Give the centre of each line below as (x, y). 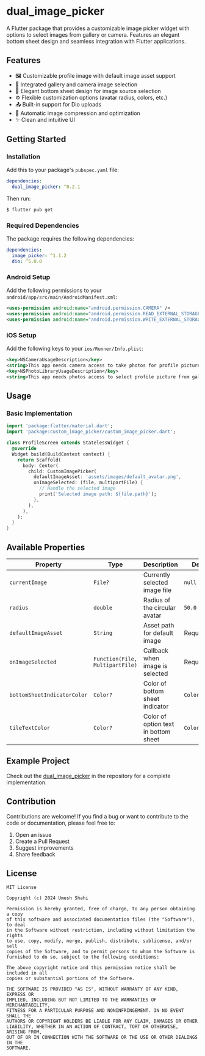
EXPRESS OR (20, 995)
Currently (157, 575)
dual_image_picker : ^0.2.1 (46, 187)
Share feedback (35, 854)
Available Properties (46, 547)
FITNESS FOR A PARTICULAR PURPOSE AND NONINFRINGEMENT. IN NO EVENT (95, 1011)
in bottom (157, 732)
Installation (23, 157)
